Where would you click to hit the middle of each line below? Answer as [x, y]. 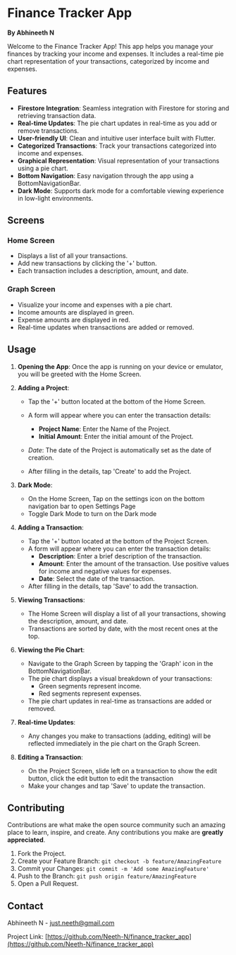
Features [27, 91]
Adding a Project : [43, 387]
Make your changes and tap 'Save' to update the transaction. [117, 785]
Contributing [36, 808]
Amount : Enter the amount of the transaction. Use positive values [134, 563]
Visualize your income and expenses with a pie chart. [95, 305]
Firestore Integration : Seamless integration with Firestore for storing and [123, 108]
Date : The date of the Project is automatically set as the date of [120, 450]
